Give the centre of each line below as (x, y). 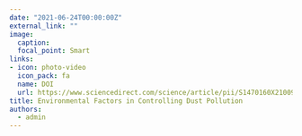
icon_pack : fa (44, 76)
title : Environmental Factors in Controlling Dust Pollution (126, 101)
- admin (32, 117)
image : (22, 34)
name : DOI (36, 84)
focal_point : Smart (54, 51)
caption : (34, 42)
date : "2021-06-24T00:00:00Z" (66, 17)
